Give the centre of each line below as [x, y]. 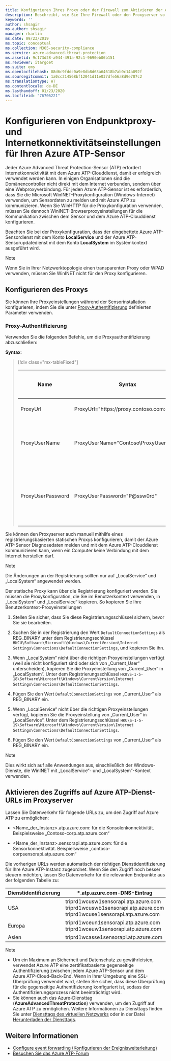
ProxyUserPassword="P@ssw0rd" [116, 496]
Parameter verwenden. [29, 313]
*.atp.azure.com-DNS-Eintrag [115, 893]
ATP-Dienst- [135, 792]
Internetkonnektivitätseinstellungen [83, 142]
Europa [17, 926]
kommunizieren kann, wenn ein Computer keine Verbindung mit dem [77, 551]
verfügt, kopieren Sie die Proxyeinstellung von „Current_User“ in [80, 715]
